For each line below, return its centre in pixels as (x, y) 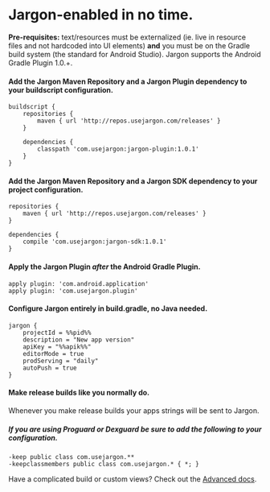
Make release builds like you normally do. (79, 393)
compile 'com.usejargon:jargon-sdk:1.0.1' (95, 242)
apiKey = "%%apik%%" (57, 347)
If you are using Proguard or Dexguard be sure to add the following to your (135, 429)
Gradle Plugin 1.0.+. (41, 63)
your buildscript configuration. (61, 89)
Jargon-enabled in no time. (101, 15)
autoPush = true (50, 368)
